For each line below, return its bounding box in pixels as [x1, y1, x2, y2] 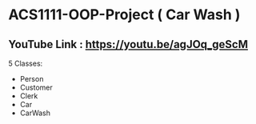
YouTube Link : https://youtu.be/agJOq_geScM [8, 38, 249, 51]
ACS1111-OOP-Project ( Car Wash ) [8, 6, 241, 24]
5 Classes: [8, 58, 43, 68]
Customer [19, 82, 54, 92]
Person [19, 74, 44, 83]
